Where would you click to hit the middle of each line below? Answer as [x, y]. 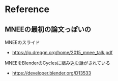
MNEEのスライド [22, 42]
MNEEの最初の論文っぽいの [48, 29]
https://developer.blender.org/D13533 [52, 73]
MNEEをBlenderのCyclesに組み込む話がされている [57, 63]
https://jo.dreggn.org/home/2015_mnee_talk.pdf [62, 52]
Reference [27, 9]
